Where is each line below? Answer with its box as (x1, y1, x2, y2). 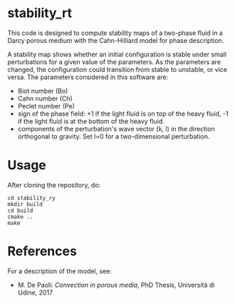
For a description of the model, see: (7, 266, 113, 275)
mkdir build (7, 201, 43, 208)
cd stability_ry (7, 194, 56, 201)
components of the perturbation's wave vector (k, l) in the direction (17, 124, 215, 133)
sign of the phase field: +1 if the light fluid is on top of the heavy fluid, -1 (17, 109, 229, 118)
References (7, 243, 77, 260)
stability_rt (7, 5, 73, 21)
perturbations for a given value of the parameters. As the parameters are (7, 57, 221, 66)
